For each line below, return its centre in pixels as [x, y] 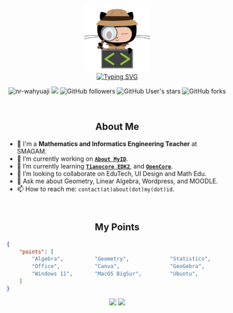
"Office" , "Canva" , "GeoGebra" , [118, 267]
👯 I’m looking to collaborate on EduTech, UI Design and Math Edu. [112, 173]
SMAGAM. [32, 151]
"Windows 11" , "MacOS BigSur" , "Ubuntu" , [115, 274]
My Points [117, 227]
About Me [117, 127]
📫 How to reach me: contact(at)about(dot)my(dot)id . [95, 189]
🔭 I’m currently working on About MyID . [72, 159]
